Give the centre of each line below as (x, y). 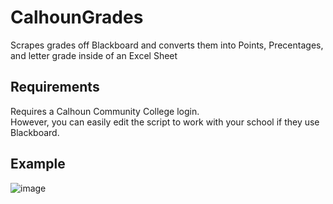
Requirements (55, 87)
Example (38, 164)
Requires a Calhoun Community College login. (105, 111)
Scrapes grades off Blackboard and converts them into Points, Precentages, (167, 45)
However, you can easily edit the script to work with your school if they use (165, 122)
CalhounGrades (77, 17)
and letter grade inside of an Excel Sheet (94, 55)
